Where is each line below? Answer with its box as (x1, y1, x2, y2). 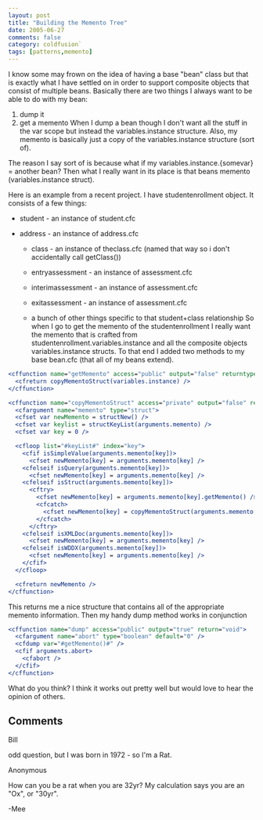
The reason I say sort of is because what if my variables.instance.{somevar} (8, 159, 254, 167)
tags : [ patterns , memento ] (8, 48, 92, 56)
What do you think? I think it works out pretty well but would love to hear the (8, 683, 254, 693)
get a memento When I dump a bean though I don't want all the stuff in (19, 118, 248, 127)
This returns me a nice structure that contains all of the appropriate (8, 602, 225, 611)
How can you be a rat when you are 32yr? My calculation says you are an (8, 781, 245, 790)
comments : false (8, 33, 61, 42)
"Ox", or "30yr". (8, 789, 59, 799)
